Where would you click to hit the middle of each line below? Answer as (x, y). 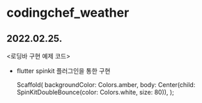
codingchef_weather (68, 13)
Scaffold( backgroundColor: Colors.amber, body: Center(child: (106, 85)
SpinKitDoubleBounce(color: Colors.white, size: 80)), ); (95, 92)
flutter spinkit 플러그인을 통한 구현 (63, 71)
